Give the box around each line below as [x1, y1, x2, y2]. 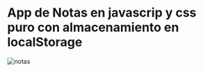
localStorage [7, 35, 83, 50]
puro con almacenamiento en [7, 19, 179, 35]
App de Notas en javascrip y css [7, 5, 197, 21]
